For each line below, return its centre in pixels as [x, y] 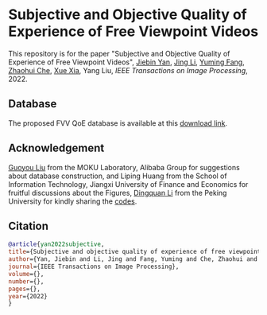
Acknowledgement [56, 148]
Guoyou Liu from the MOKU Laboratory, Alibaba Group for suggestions [124, 167]
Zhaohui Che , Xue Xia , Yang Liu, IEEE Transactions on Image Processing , [128, 70]
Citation [29, 226]
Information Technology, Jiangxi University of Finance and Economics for [128, 184]
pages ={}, [25, 289]
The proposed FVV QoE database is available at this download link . [118, 123]
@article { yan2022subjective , [56, 244]
